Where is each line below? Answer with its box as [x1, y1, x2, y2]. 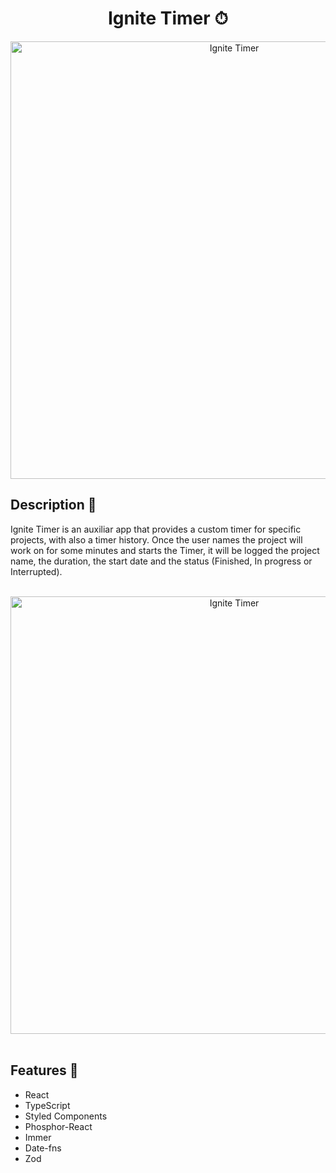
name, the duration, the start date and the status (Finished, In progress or [10, 555, 313, 567]
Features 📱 [10, 1062, 79, 1079]
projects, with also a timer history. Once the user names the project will [10, 533, 303, 546]
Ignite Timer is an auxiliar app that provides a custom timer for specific [10, 523, 302, 535]
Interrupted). [10, 565, 63, 577]
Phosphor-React [24, 1120, 93, 1132]
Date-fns [24, 1142, 62, 1154]
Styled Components [24, 1110, 108, 1122]
